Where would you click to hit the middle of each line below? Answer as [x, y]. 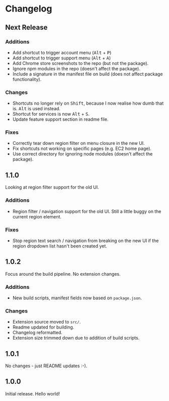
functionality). [27, 79]
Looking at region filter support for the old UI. [52, 187]
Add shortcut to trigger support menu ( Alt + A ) [62, 58]
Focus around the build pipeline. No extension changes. [63, 274]
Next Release [26, 27]
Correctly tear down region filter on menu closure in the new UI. [78, 143]
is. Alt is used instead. [36, 109]
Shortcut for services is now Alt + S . [51, 114]
